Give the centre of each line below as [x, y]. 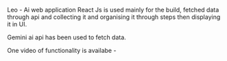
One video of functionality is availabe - [62, 50]
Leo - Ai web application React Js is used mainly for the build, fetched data [113, 10]
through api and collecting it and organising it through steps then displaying [114, 17]
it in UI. [17, 24]
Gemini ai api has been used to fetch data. [67, 37]
